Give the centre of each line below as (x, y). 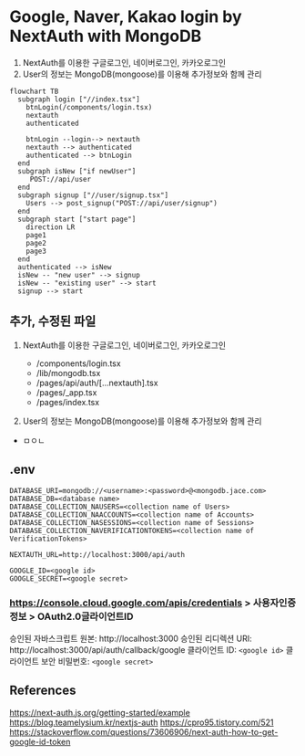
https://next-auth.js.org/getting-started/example (100, 712)
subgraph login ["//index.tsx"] (79, 99)
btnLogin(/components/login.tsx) (89, 107)
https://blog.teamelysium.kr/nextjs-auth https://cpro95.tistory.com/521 (142, 722)
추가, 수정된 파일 (53, 321)
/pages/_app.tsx (66, 392)
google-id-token (40, 741)
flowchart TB (34, 91)
